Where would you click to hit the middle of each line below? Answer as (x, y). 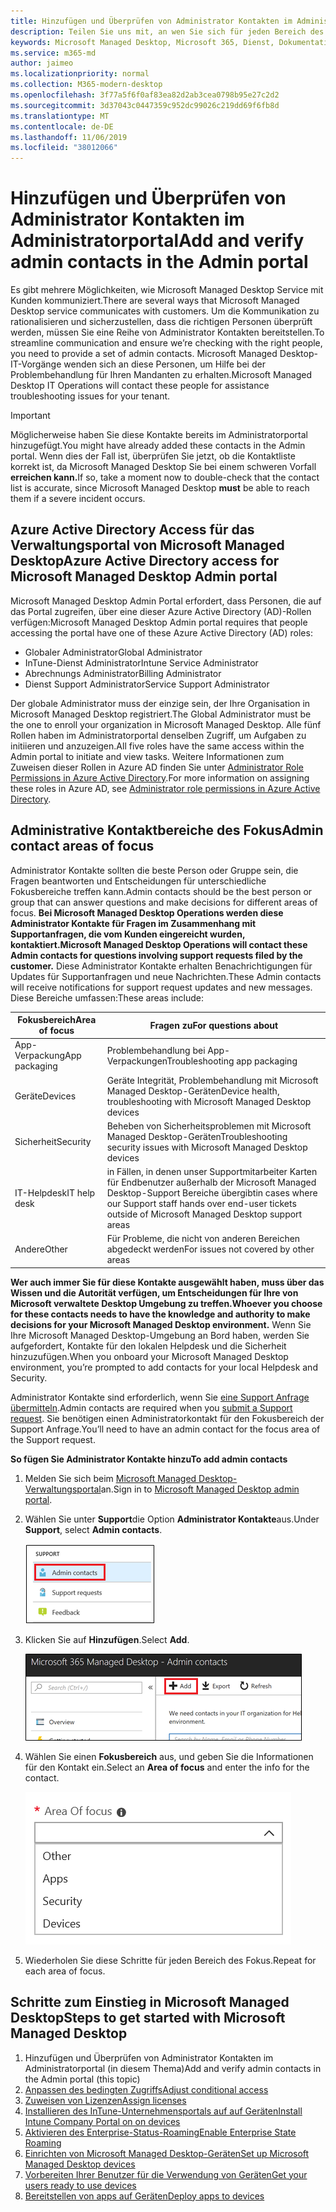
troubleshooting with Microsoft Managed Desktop (209, 1101)
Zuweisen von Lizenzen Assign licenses (105, 2100)
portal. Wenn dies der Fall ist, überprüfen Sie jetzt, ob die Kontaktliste (153, 456)
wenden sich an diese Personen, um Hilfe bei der (164, 364)
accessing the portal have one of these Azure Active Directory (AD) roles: (161, 632)
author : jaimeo (42, 63)
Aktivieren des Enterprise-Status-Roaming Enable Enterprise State (160, 2132)
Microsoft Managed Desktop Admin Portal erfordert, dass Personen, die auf (166, 601)
